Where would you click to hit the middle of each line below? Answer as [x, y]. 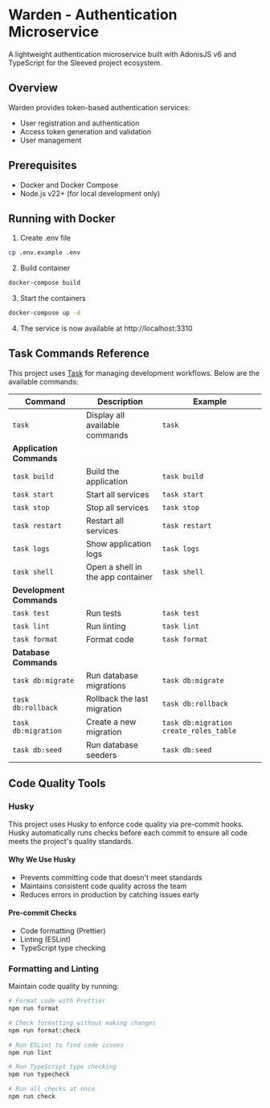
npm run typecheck [39, 1075]
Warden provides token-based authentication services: [99, 107]
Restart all [105, 521]
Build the [102, 471]
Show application [118, 543]
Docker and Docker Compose [69, 185]
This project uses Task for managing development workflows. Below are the [134, 373]
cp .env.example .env [45, 253]
